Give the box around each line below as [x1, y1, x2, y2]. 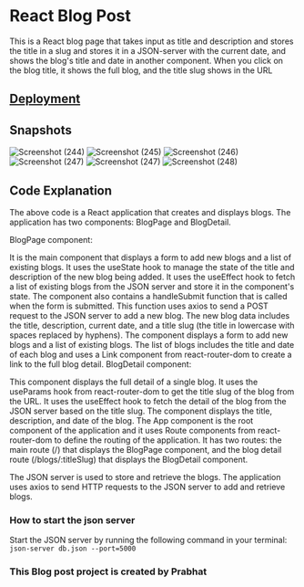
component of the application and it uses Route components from [9, 425, 257, 435]
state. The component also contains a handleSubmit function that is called [9, 290, 288, 301]
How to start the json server [9, 513, 136, 526]
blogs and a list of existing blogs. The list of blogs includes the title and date [9, 339, 295, 350]
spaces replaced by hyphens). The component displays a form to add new [9, 330, 289, 341]
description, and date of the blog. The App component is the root [9, 414, 254, 425]
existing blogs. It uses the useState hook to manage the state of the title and [9, 261, 295, 272]
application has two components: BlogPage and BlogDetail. [9, 216, 232, 227]
